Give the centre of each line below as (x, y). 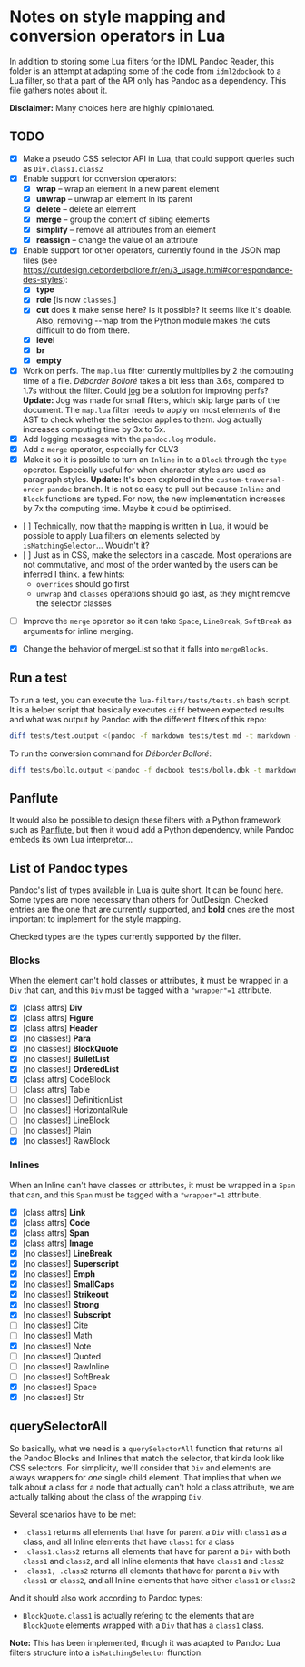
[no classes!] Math (57, 1336)
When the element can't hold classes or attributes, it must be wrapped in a (149, 980)
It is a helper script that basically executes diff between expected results (147, 709)
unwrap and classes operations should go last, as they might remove (163, 593)
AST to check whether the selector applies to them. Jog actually (143, 419)
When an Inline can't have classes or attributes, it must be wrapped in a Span (152, 1185)
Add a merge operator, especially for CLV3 (100, 449)
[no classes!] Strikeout (65, 1295)
